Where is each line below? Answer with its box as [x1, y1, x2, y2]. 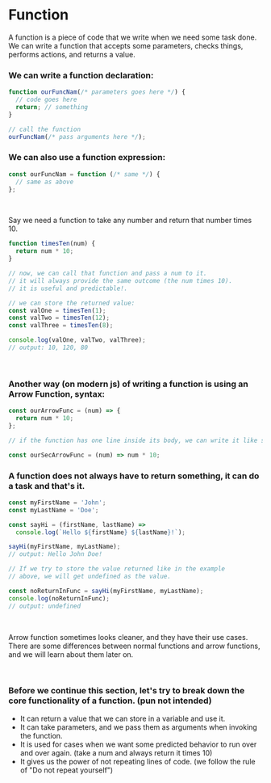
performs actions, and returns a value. [8, 49, 135, 59]
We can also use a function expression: [8, 152, 166, 163]
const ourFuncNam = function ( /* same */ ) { [8, 170, 161, 179]
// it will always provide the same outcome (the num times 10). [8, 276, 232, 284]
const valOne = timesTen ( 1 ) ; [8, 306, 106, 314]
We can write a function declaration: [8, 69, 154, 81]
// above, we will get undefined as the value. [8, 572, 172, 580]
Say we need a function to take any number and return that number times [8, 216, 252, 225]
